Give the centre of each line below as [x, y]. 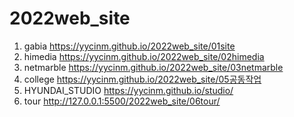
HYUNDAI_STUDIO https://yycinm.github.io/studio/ [128, 90]
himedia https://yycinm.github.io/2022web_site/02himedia [144, 56]
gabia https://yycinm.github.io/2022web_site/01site [129, 46]
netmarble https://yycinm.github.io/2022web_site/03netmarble [153, 67]
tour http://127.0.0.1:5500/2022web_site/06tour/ [122, 101]
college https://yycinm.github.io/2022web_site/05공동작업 [142, 79]
